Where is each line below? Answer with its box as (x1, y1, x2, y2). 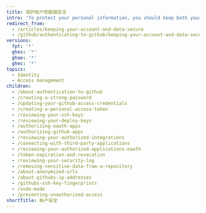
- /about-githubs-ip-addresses (12, 174, 92, 181)
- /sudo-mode (12, 186, 45, 192)
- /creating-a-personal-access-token (12, 106, 109, 112)
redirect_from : (6, 20, 45, 26)
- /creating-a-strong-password (12, 95, 92, 101)
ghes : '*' (12, 49, 37, 55)
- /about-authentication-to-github (12, 89, 103, 95)
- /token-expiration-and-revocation (12, 152, 105, 158)
